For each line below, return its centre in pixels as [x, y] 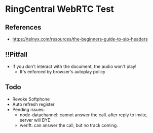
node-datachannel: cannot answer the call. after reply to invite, [84, 115]
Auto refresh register [34, 104]
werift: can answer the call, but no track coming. [69, 125]
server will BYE [35, 120]
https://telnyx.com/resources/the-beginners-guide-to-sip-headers [80, 39]
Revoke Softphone [31, 99]
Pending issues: [28, 109]
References [23, 27]
